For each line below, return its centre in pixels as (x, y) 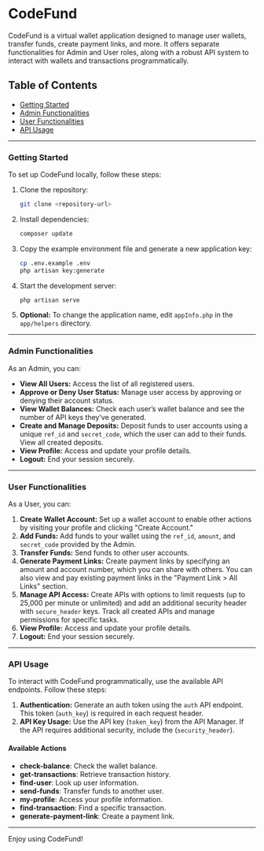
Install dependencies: (54, 219)
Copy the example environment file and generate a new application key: (136, 248)
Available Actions (37, 748)
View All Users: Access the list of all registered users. (107, 384)
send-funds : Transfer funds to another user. (92, 791)
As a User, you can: (40, 504)
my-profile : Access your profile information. (91, 799)
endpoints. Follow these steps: (58, 689)
